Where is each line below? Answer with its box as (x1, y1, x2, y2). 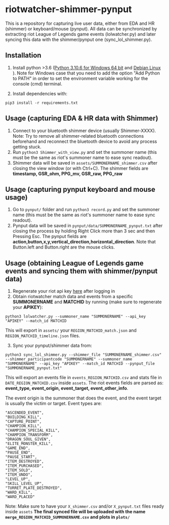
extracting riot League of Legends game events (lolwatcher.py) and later (5, 31, 156, 37)
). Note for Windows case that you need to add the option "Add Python (12, 70, 160, 76)
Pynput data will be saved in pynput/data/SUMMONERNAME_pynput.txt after (12, 223, 163, 229)
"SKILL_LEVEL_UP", (5, 481, 44, 487)
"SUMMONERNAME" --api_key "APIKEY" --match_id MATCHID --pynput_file (5, 361, 155, 367)
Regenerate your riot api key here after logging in (12, 288, 115, 294)
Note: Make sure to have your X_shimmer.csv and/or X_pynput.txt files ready (5, 503, 164, 509)
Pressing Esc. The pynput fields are (12, 233, 87, 239)
